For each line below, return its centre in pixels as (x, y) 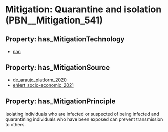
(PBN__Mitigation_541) (54, 20)
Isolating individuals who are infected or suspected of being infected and (82, 114)
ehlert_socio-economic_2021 (43, 85)
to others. (15, 124)
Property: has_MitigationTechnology (65, 39)
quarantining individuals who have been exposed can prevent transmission (84, 119)
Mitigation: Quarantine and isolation (83, 9)
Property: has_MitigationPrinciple (60, 102)
